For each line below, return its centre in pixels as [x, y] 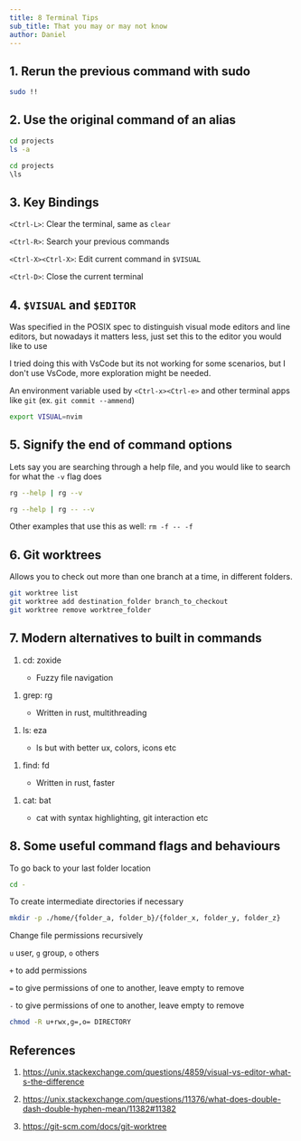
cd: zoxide [42, 660]
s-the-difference [53, 1081]
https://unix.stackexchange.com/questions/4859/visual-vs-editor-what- [157, 1071]
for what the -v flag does [56, 476]
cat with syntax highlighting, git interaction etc [122, 817]
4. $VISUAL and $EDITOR [73, 305]
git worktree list [44, 593]
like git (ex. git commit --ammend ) [72, 400]
